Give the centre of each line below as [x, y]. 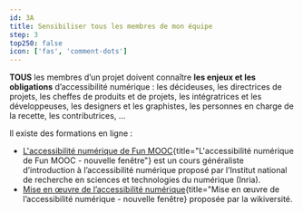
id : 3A [22, 18]
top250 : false [36, 43]
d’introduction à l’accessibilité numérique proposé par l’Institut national [155, 170]
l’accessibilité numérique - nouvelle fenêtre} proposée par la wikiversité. [157, 199]
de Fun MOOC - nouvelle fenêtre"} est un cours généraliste [133, 160]
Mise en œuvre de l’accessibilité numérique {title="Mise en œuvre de [151, 189]
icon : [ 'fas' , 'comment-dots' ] [68, 52]
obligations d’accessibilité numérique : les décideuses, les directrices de [146, 87]
